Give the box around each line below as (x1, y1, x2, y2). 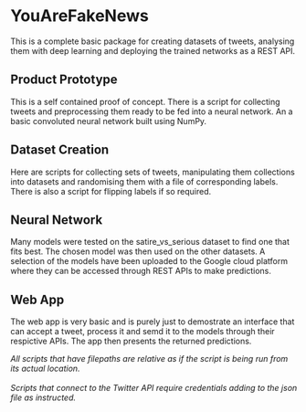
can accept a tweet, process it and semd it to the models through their (10, 326, 275, 337)
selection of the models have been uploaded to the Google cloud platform (10, 256, 289, 267)
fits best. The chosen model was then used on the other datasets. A (10, 246, 266, 257)
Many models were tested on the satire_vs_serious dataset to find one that (10, 237, 290, 248)
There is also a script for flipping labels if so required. (10, 185, 212, 196)
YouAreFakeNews (10, 5, 149, 26)
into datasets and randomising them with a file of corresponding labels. (10, 175, 279, 187)
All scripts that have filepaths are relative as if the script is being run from (10, 354, 289, 364)
